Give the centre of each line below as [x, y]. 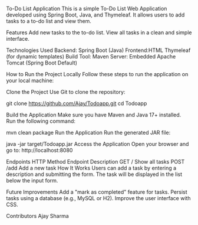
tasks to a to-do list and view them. [49, 21]
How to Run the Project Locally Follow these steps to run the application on [97, 74]
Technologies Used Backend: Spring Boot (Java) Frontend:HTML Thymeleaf [98, 50]
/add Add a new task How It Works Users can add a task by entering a [91, 168]
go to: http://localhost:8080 [39, 150]
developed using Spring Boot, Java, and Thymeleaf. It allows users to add [95, 15]
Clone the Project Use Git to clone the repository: [66, 92]
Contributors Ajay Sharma [37, 216]
